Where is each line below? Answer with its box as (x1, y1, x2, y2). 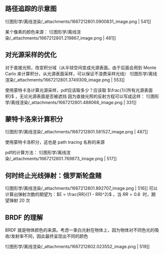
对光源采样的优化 (5, 51, 57, 59)
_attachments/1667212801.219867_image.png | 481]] (11, 35, 116, 41)
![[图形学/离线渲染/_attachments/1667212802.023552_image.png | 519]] (5, 244, 150, 250)
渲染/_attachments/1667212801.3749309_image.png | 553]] (5, 77, 125, 83)
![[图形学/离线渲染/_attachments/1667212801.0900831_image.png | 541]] (5, 19, 151, 24)
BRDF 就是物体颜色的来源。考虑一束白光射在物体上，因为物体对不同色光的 (5, 227, 155, 233)
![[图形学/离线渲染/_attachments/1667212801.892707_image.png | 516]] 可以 (5, 185, 158, 191)
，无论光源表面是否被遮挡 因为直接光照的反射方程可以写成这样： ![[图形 (15, 93, 160, 99)
